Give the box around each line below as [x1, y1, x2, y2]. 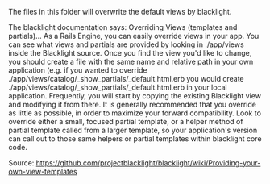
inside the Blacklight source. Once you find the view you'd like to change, [8, 48, 252, 57]
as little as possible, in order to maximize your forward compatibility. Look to [8, 108, 262, 118]
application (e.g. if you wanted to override [8, 65, 147, 75]
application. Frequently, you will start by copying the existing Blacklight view [8, 91, 262, 100]
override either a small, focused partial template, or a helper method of [8, 117, 243, 126]
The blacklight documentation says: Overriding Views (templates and [8, 23, 238, 31]
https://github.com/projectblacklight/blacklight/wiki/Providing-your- [35, 158, 261, 168]
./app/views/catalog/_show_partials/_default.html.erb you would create [8, 74, 244, 83]
